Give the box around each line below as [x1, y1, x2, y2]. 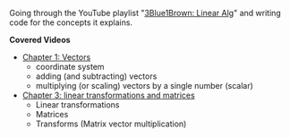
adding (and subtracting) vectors [35, 71, 158, 82]
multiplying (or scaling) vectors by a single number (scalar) [35, 81, 253, 91]
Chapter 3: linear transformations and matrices [21, 90, 195, 100]
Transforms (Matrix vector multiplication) [35, 118, 187, 129]
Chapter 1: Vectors [21, 52, 91, 62]
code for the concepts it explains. [9, 17, 132, 28]
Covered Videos [9, 35, 71, 45]
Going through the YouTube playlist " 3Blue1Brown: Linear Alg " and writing [9, 8, 282, 18]
